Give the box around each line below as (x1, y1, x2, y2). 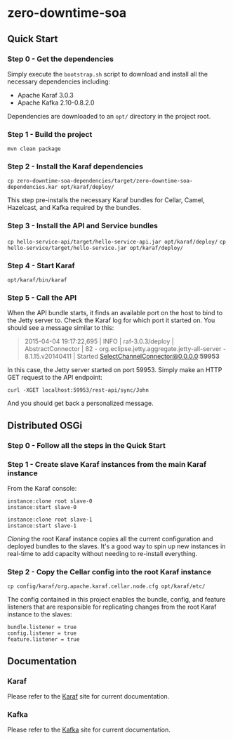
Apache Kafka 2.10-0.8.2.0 (17, 98, 95, 107)
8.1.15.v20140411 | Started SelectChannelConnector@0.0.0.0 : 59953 (24, 352, 220, 361)
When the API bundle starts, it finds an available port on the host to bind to (7, 309, 223, 317)
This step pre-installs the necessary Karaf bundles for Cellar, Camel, (7, 196, 205, 204)
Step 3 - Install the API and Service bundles (7, 221, 158, 231)
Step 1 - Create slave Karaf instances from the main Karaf (7, 459, 207, 469)
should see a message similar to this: (7, 324, 114, 332)
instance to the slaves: (7, 610, 72, 619)
